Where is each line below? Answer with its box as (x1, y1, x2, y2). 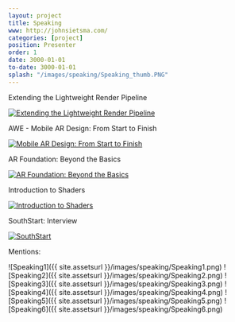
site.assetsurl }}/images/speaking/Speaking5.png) (58, 296, 223, 305)
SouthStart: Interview (8, 215, 78, 225)
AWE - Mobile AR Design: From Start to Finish (8, 123, 157, 133)
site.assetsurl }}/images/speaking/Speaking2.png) (58, 270, 224, 280)
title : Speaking (8, 19, 62, 27)
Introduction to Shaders (8, 184, 86, 195)
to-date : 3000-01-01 (8, 64, 77, 72)
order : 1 (8, 48, 37, 56)
